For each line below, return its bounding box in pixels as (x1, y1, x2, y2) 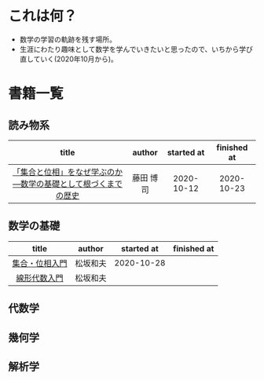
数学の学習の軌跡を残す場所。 (19, 35, 116, 44)
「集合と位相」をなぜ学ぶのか (12, 166, 123, 177)
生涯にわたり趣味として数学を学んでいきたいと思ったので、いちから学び (19, 44, 254, 53)
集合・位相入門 (12, 258, 68, 269)
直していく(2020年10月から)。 (19, 54, 118, 64)
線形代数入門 (16, 272, 64, 283)
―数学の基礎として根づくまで (12, 178, 123, 189)
